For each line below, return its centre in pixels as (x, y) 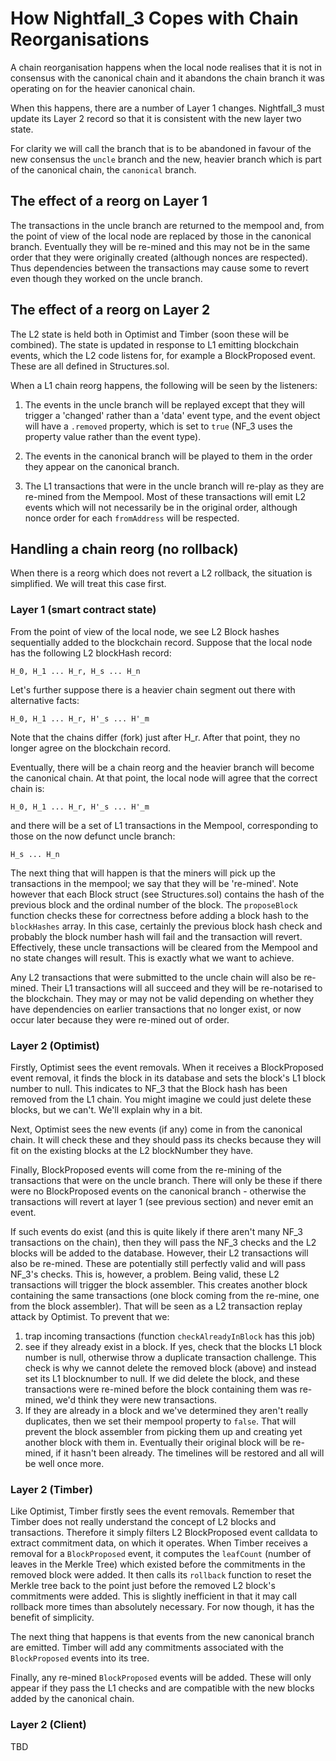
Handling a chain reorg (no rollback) (124, 548)
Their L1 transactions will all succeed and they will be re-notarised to (181, 988)
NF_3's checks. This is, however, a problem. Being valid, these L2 (145, 1274)
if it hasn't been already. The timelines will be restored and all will (190, 1453)
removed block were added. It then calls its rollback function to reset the (161, 1575)
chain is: (27, 788)
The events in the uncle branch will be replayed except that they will (164, 404)
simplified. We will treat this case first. (88, 584)
